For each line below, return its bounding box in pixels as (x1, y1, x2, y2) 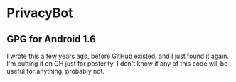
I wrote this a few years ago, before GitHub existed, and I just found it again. (6, 52, 229, 60)
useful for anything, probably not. (6, 67, 104, 75)
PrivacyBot (6, 5, 73, 21)
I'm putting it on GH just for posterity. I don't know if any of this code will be (6, 59, 228, 68)
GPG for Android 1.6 (6, 33, 97, 45)
